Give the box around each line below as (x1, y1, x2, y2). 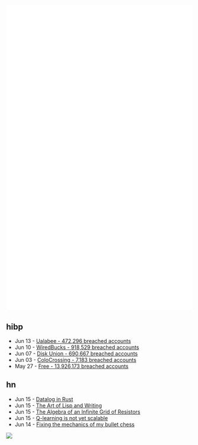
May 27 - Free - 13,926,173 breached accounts (14, 363, 129, 370)
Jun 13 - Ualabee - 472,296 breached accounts (14, 337, 132, 344)
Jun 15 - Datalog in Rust (14, 395, 74, 402)
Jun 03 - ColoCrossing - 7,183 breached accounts (14, 356, 136, 363)
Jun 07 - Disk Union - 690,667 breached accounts (14, 349, 138, 357)
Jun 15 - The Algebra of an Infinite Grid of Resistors (14, 408, 140, 415)
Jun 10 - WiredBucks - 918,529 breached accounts (14, 344, 139, 351)
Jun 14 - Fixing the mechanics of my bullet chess (14, 421, 135, 428)
